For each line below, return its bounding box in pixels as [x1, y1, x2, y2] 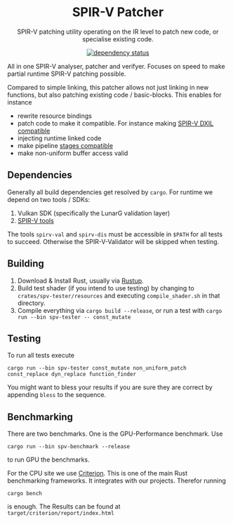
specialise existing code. [82, 34, 154, 43]
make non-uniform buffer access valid [17, 149, 128, 157]
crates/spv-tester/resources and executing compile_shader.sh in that [17, 291, 220, 300]
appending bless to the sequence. [7, 391, 107, 399]
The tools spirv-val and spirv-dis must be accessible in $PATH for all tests [7, 229, 223, 239]
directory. [17, 299, 46, 307]
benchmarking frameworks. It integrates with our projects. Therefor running [7, 476, 227, 485]
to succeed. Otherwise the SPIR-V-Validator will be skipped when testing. [7, 237, 220, 246]
